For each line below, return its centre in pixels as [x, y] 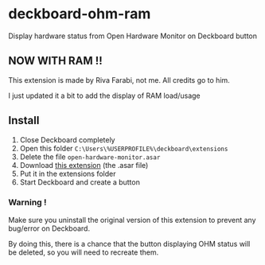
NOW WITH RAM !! [55, 61]
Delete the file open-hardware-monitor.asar [90, 157]
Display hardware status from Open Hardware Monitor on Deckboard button [132, 36]
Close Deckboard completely [67, 139]
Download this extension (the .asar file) [84, 165]
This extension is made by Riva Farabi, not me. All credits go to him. [119, 80]
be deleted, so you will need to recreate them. [84, 252]
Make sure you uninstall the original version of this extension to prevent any [132, 220]
